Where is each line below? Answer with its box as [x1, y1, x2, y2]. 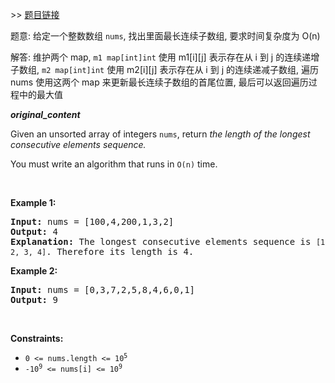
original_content [10, 109, 81, 120]
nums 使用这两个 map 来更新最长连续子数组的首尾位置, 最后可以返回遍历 [10, 76, 309, 88]
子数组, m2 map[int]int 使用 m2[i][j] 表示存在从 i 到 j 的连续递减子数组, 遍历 [10, 64, 319, 75]
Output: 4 [10, 226, 58, 237]
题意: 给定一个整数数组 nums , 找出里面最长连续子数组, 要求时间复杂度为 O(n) [10, 30, 321, 42]
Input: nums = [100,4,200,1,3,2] [10, 216, 175, 227]
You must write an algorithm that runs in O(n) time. [10, 158, 218, 170]
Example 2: [10, 265, 58, 277]
